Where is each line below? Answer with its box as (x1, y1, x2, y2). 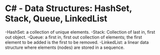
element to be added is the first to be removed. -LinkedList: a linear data (5, 39, 149, 45)
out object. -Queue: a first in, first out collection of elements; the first (5, 34, 142, 40)
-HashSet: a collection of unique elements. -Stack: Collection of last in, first (5, 29, 156, 35)
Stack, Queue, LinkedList (5, 13, 108, 24)
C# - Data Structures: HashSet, (5, 3, 132, 14)
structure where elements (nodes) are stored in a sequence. (5, 44, 125, 50)
